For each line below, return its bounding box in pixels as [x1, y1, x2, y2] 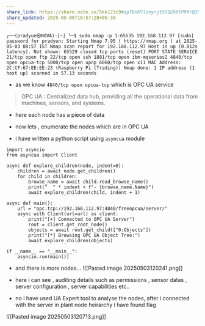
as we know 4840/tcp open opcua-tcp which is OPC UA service [15, 81, 174, 88]
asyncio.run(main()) [17, 253, 70, 260]
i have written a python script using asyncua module [15, 135, 145, 142]
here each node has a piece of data [15, 111, 105, 118]
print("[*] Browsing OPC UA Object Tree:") [28, 232, 140, 239]
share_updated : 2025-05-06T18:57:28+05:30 [6, 15, 116, 21]
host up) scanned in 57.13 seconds [6, 70, 97, 76]
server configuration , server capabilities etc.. [15, 283, 130, 290]
